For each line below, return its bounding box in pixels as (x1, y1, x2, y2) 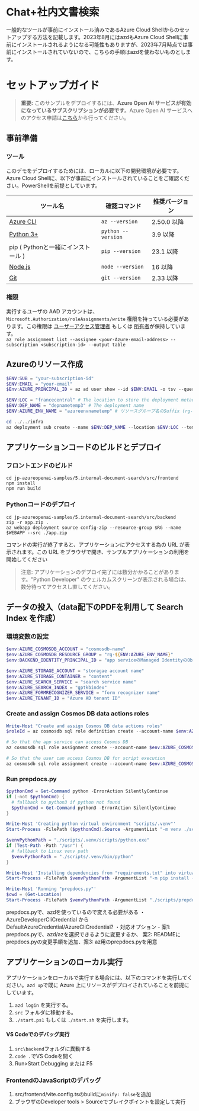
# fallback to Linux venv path (11, 848, 89, 854)
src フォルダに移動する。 (14, 1009, 77, 1016)
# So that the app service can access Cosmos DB (6, 739, 129, 745)
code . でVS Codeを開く (14, 1052, 73, 1059)
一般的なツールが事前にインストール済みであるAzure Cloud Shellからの (6, 26, 179, 33)
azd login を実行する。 (14, 1001, 72, 1009)
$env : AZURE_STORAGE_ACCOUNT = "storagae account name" (6, 667, 145, 674)
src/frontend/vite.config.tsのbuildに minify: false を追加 (14, 1091, 152, 1098)
